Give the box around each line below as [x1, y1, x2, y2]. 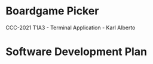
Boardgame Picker [5, 4, 99, 18]
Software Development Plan [5, 45, 148, 59]
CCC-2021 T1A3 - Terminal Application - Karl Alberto [5, 24, 136, 31]
